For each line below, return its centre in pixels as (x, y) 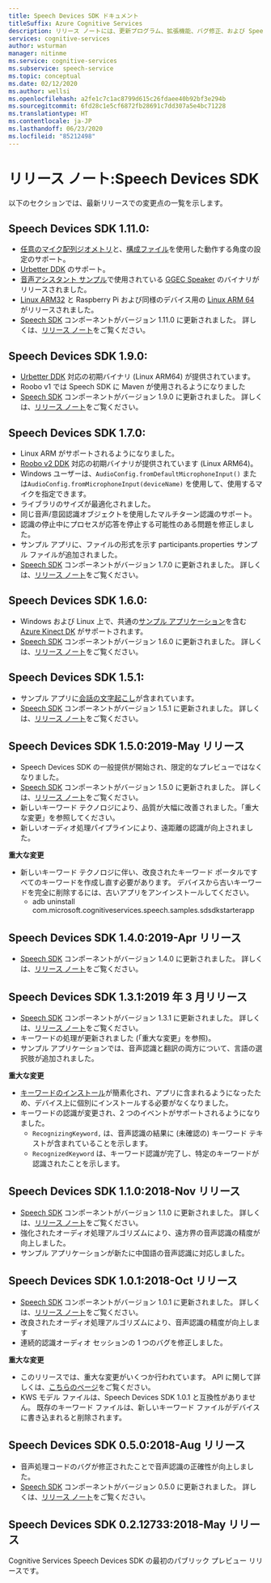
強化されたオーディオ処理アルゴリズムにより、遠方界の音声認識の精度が (140, 1233)
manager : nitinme (38, 53)
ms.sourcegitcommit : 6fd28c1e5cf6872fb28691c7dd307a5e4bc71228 (117, 106)
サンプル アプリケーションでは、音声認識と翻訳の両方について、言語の (138, 1048)
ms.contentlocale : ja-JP (50, 121)
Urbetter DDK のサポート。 (65, 269)
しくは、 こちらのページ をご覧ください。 (87, 1387)
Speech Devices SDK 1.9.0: (78, 356)
